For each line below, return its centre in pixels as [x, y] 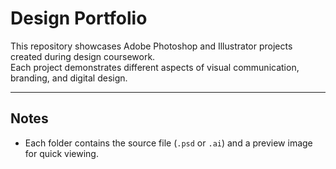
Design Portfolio [79, 18]
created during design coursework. [83, 56]
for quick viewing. [61, 153]
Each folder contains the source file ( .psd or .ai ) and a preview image [168, 143]
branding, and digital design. [69, 78]
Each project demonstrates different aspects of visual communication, [155, 67]
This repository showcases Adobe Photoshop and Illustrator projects [151, 46]
